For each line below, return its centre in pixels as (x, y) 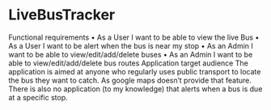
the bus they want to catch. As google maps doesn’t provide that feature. (130, 80)
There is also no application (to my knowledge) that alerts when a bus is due (135, 89)
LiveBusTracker (62, 15)
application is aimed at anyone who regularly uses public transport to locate (135, 71)
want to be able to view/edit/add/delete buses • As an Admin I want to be (131, 54)
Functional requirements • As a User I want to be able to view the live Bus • (134, 37)
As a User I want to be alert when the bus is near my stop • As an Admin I (131, 45)
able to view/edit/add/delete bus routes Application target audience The (128, 63)
